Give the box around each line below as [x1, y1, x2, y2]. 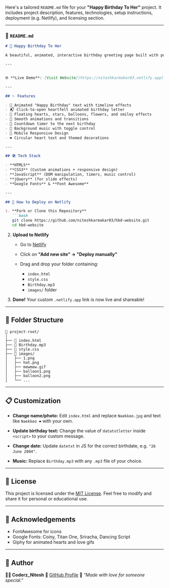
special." [5, 577, 24, 583]
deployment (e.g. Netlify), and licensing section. [5, 15, 105, 21]
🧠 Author [5, 558, 34, 567]
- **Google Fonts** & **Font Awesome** [5, 181, 89, 186]
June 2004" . [12, 448, 37, 454]
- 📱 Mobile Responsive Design [5, 130, 69, 135]
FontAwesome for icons [12, 529, 62, 535]
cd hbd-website [12, 223, 44, 228]
